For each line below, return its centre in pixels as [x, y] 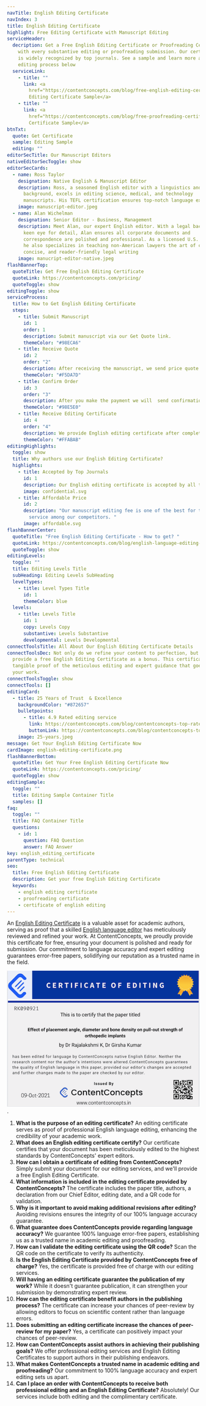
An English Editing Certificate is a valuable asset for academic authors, [96, 923]
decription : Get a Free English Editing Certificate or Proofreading [103, 45]
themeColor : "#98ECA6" [52, 343]
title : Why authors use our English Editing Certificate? [88, 459]
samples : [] [28, 802]
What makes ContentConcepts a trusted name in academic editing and [108, 1364]
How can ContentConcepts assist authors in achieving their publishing [108, 1345]
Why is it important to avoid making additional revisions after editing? [106, 1208]
